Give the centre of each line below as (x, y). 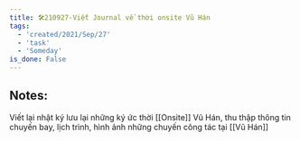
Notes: (28, 96)
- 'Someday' (40, 51)
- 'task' (34, 43)
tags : (19, 26)
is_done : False (38, 59)
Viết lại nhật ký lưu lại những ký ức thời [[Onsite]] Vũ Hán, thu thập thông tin (150, 117)
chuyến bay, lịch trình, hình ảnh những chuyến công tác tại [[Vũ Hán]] (139, 127)
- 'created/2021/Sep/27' (64, 34)
